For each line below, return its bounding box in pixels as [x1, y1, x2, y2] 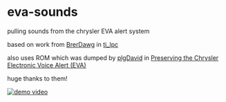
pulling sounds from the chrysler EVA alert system [7, 27, 150, 35]
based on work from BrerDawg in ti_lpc [7, 40, 119, 48]
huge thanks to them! [7, 74, 68, 83]
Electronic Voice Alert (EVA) [7, 61, 86, 69]
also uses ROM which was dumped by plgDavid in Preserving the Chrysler [7, 53, 219, 62]
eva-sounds [7, 4, 78, 20]
